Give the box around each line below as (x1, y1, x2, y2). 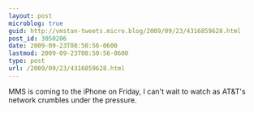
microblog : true (8, 19, 63, 27)
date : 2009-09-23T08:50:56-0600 (8, 42, 118, 50)
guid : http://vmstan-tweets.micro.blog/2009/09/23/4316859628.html (8, 27, 242, 35)
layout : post (8, 11, 53, 20)
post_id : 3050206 (8, 34, 67, 43)
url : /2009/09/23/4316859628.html (8, 65, 126, 73)
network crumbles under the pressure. (8, 94, 137, 105)
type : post (8, 57, 45, 65)
